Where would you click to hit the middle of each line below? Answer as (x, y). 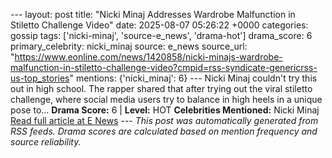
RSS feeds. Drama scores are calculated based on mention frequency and (164, 131)
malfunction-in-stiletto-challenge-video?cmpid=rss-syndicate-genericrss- (164, 67)
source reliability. (46, 142)
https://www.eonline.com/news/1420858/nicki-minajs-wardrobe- (148, 57)
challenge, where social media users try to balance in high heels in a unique (166, 99)
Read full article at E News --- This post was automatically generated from (164, 120)
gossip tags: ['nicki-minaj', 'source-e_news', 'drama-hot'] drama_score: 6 (161, 35)
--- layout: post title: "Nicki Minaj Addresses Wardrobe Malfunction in (153, 14)
